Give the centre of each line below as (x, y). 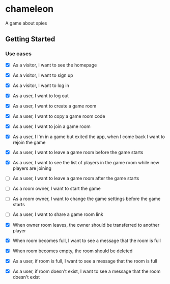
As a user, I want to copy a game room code (59, 116)
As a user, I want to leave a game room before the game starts (78, 152)
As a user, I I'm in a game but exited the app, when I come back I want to (89, 137)
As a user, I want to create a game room (54, 106)
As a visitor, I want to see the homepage (55, 65)
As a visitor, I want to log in (41, 85)
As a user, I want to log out (40, 96)
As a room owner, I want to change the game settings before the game (87, 199)
